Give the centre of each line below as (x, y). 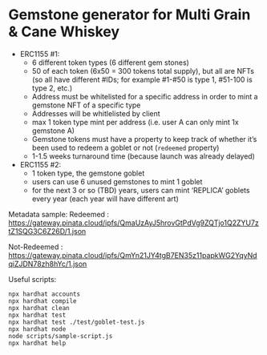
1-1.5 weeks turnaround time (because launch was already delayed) (143, 156)
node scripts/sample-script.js (61, 336)
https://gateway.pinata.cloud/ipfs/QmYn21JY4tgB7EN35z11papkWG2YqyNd (133, 255)
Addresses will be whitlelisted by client (96, 113)
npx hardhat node (37, 329)
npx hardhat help (37, 343)
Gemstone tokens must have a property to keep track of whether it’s (144, 139)
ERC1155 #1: (40, 54)
